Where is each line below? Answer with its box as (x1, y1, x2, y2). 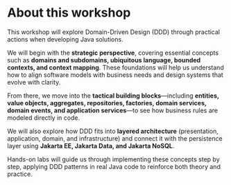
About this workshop (7, 5, 131, 21)
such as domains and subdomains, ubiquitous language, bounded (7, 55, 201, 64)
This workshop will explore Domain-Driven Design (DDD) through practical (7, 28, 221, 36)
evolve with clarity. (7, 78, 61, 86)
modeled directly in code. (7, 113, 80, 122)
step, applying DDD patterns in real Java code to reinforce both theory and (7, 162, 221, 170)
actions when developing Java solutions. (7, 35, 123, 43)
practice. (7, 170, 33, 178)
